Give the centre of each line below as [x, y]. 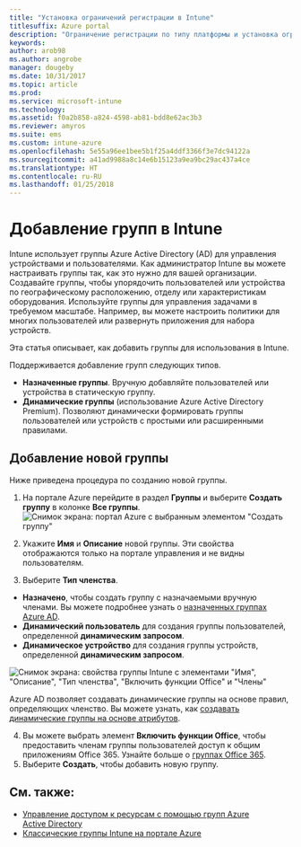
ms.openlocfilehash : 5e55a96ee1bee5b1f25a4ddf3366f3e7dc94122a [130, 151]
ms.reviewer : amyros [48, 127]
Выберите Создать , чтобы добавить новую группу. [120, 763]
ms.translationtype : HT [54, 168]
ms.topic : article [43, 84]
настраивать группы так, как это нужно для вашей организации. [133, 273]
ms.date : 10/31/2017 [48, 76]
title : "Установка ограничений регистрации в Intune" [112, 18]
